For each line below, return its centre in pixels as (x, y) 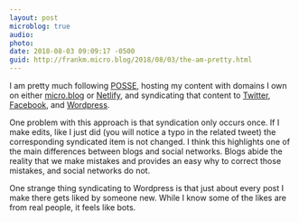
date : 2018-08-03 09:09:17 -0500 (72, 52)
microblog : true (40, 26)
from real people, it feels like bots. (73, 208)
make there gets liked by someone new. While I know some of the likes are (148, 198)
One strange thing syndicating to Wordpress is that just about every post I (147, 188)
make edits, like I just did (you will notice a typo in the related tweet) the (143, 132)
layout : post (34, 18)
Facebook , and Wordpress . (60, 105)
